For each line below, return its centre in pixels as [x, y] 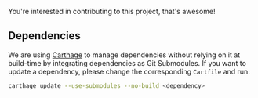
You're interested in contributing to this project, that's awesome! [112, 11]
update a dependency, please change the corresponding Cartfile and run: [129, 71]
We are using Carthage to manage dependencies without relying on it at [124, 55]
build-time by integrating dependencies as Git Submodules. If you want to [127, 63]
